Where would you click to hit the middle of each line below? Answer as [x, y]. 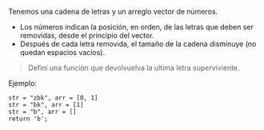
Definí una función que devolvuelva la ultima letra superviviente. [134, 68]
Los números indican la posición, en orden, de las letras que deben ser [137, 27]
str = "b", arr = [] [43, 112]
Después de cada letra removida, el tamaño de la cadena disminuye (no [138, 44]
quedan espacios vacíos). [62, 52]
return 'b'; [28, 119]
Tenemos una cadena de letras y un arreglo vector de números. [113, 12]
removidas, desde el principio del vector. [87, 35]
